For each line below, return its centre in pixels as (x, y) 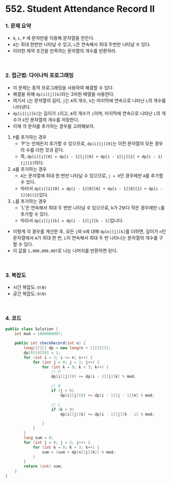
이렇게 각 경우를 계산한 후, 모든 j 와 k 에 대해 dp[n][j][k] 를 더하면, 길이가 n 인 (89, 231)
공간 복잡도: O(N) (30, 294)
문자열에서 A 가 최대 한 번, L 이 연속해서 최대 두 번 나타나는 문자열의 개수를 (85, 238)
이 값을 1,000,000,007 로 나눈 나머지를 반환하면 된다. (65, 250)
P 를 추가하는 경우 (30, 137)
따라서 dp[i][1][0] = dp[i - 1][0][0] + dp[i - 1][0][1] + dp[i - (91, 188)
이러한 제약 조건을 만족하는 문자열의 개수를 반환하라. (65, 51)
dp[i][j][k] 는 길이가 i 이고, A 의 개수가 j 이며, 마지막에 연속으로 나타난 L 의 (86, 113)
